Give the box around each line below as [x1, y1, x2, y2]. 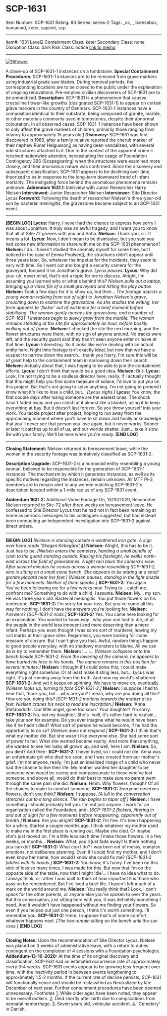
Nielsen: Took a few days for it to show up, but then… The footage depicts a [5, 288, 162, 294]
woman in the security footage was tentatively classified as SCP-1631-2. [5, 451, 153, 457]
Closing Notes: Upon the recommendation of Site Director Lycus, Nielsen [5, 937, 156, 943]
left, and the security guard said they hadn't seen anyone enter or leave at [5, 336, 157, 342]
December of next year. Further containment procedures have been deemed [5, 985, 162, 991]
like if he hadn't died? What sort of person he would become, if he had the [5, 722, 158, 728]
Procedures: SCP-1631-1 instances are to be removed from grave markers [5, 73, 157, 80]
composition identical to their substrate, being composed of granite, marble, [5, 110, 161, 116]
